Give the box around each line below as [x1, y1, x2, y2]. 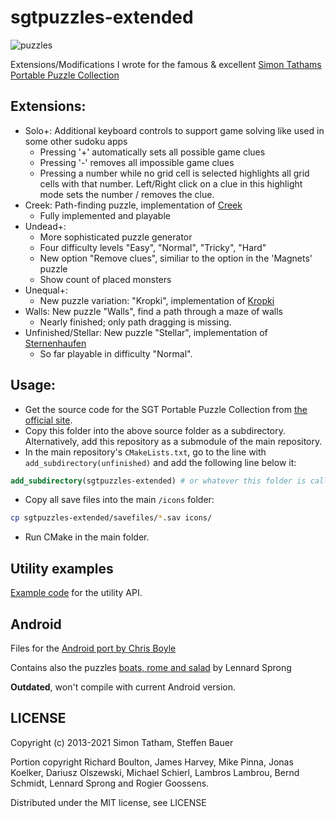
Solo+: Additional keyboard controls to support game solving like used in [24, 124, 325, 136]
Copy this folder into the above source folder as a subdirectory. [24, 424, 286, 436]
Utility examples [10, 560, 114, 577]
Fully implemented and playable [39, 209, 171, 221]
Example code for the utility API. [10, 587, 143, 599]
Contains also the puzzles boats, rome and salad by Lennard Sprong [10, 661, 292, 673]
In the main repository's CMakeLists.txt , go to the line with [24, 446, 267, 458]
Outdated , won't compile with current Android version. [10, 681, 237, 693]
